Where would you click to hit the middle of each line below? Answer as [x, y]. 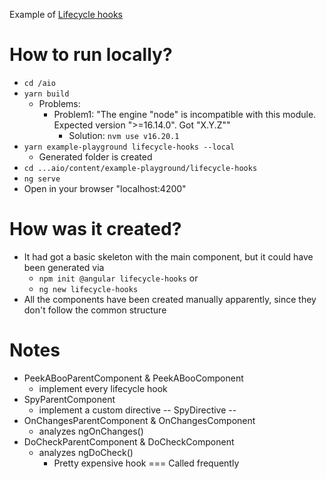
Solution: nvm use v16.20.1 [124, 135]
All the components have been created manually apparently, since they [170, 299]
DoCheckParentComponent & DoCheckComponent [129, 441]
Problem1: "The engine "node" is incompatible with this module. [185, 114]
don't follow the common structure [95, 310]
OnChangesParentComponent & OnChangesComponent [139, 420]
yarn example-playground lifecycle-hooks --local [129, 147]
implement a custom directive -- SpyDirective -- [137, 410]
